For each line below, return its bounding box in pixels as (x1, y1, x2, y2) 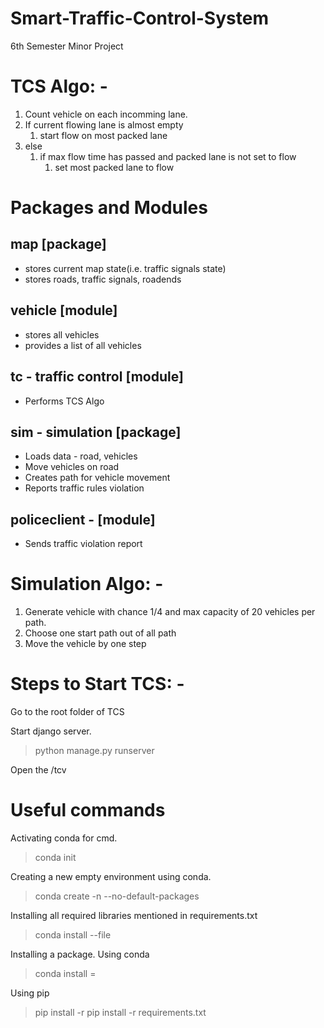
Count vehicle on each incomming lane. (24, 108, 188, 120)
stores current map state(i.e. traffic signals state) (24, 262, 227, 274)
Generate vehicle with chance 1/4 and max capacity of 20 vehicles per (24, 606, 316, 618)
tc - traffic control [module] (10, 368, 184, 386)
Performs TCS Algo (24, 395, 105, 407)
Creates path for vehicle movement (24, 472, 171, 484)
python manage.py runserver (34, 745, 155, 756)
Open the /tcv (10, 764, 67, 776)
